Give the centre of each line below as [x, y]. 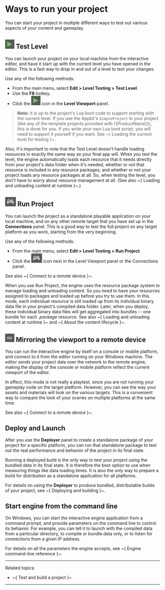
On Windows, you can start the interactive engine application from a [74, 518]
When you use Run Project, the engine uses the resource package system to [82, 285]
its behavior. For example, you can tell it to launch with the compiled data [79, 528]
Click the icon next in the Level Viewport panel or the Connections [85, 261]
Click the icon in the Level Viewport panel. [61, 103]
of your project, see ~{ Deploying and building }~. [55, 491]
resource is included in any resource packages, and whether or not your [78, 170]
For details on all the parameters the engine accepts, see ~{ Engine [73, 548]
